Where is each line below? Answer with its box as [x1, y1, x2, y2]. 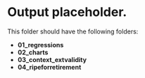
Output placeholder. [7, 4, 127, 20]
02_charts [17, 48, 49, 56]
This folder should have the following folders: [7, 27, 139, 36]
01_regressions [17, 40, 64, 49]
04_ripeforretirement [17, 63, 82, 71]
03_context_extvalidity [17, 55, 87, 63]
